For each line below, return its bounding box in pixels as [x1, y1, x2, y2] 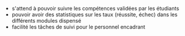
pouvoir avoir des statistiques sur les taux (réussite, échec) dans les [11, 11, 178, 18]
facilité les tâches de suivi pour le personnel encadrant [11, 23, 146, 30]
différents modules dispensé [11, 17, 82, 24]
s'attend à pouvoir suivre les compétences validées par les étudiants [11, 5, 179, 12]
